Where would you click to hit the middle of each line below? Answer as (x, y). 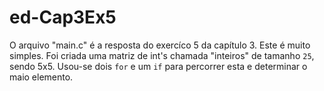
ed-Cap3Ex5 (63, 17)
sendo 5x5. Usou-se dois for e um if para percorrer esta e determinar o (158, 66)
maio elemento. (41, 77)
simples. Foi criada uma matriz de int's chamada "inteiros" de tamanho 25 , (162, 55)
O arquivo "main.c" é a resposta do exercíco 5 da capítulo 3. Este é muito (160, 45)
